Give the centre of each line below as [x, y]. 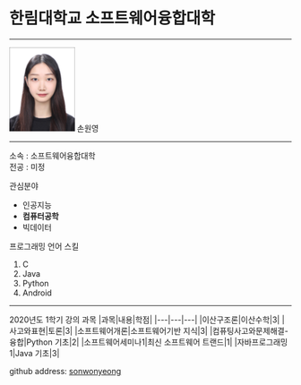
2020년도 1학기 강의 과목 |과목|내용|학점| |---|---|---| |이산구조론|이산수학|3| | [147, 320]
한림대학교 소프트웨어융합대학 [112, 18]
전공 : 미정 [27, 167]
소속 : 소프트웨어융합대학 [52, 155]
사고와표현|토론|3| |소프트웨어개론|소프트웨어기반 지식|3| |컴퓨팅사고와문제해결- [149, 330]
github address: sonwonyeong [65, 371]
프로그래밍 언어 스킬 [44, 246]
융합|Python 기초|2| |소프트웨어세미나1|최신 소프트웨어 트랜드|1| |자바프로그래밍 [149, 342]
